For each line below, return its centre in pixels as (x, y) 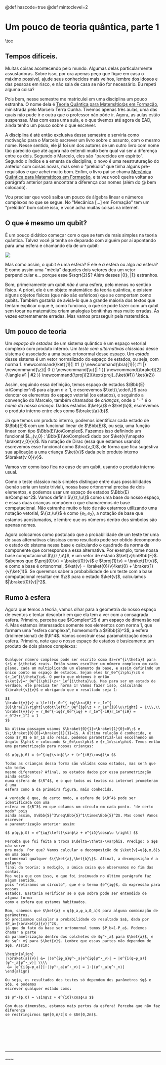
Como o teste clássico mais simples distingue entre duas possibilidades (78, 482)
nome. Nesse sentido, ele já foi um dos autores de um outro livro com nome (82, 145)
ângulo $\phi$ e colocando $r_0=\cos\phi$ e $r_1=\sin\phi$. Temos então (83, 742)
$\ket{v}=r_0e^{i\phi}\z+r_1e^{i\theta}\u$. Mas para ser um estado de (80, 681)
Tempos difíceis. (31, 56)
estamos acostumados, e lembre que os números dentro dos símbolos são (81, 520)
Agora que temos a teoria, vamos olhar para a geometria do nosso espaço (81, 609)
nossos (12, 889)
